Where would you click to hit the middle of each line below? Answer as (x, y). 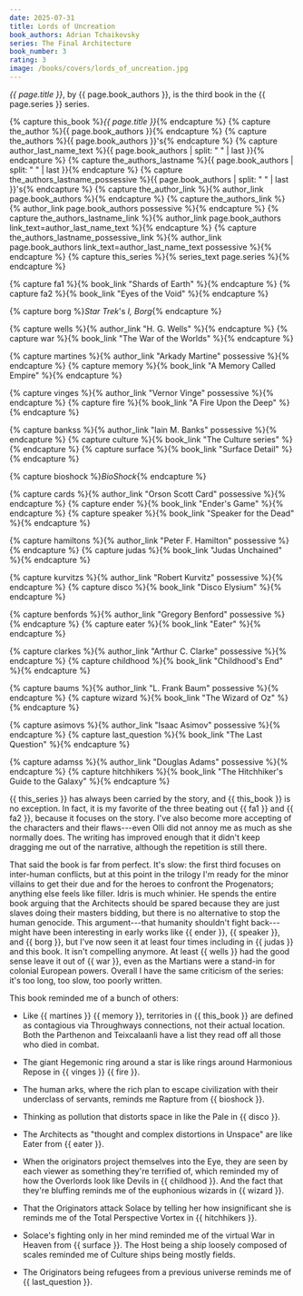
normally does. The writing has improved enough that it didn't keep (135, 837)
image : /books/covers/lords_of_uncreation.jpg (99, 69)
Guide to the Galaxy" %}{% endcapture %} (90, 781)
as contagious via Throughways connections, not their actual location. (154, 1025)
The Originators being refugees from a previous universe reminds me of (157, 1271)
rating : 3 (28, 60)
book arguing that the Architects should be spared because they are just (145, 903)
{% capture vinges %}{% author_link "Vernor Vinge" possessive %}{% (142, 392)
